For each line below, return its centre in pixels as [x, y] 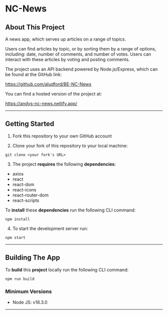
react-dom [23, 184]
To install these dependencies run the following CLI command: [70, 210]
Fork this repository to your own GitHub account [62, 136]
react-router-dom [30, 195]
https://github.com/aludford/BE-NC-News [48, 84]
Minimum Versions [28, 291]
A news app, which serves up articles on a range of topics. [66, 39]
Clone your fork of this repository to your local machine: [70, 145]
